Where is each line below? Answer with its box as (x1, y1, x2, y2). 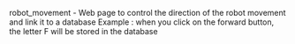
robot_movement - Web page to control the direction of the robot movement (9, 8, 286, 18)
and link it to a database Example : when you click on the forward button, (9, 17, 275, 27)
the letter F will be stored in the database (9, 26, 158, 36)
